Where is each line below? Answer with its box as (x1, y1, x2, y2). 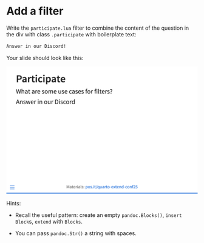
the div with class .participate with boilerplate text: (6, 30, 137, 38)
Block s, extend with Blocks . (15, 218, 83, 225)
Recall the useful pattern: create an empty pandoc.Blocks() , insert (15, 211, 182, 219)
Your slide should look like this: (6, 54, 84, 61)
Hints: (6, 200, 21, 207)
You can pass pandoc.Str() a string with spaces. (15, 230, 137, 237)
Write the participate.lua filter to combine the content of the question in (6, 24, 189, 32)
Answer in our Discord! (6, 43, 67, 49)
